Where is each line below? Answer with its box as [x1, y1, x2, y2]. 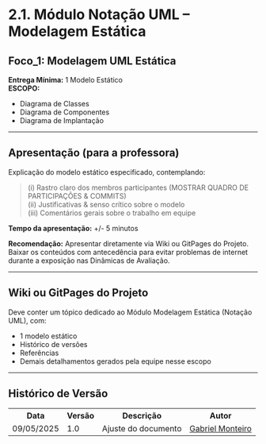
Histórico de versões [19, 339, 88, 349]
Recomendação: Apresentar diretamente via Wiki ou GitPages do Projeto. [8, 238, 249, 248]
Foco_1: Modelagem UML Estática [8, 54, 177, 68]
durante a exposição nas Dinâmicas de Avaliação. [8, 256, 170, 265]
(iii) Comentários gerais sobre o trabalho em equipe [27, 208, 196, 218]
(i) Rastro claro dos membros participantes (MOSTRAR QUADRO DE [27, 183, 249, 192]
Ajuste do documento [101, 423, 182, 434]
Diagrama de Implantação [19, 116, 104, 125]
